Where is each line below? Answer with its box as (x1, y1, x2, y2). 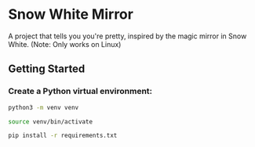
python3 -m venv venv (8, 103, 79, 111)
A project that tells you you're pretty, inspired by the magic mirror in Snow (8, 31, 247, 41)
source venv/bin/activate (8, 117, 93, 126)
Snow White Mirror (8, 5, 133, 23)
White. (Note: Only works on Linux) (8, 39, 122, 48)
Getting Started (8, 63, 86, 76)
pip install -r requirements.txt (8, 131, 118, 140)
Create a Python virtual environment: (8, 86, 153, 97)
